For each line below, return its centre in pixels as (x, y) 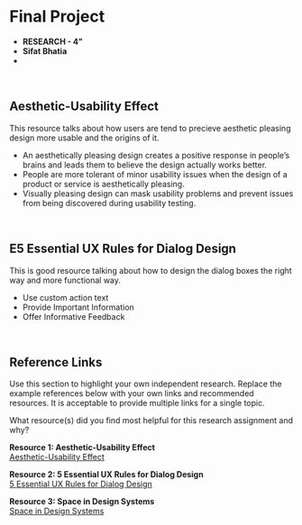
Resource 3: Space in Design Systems (82, 502)
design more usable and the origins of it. (84, 138)
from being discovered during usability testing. (109, 203)
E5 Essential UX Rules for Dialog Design (123, 249)
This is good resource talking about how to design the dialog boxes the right (151, 270)
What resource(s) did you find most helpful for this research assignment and (151, 421)
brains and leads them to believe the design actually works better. (145, 165)
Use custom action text (65, 297)
